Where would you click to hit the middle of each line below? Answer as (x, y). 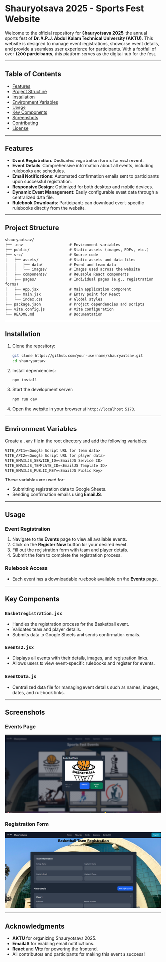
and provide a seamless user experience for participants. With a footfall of (81, 49)
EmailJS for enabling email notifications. (53, 943)
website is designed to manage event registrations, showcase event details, (82, 43)
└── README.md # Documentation (54, 314)
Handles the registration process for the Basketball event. (71, 624)
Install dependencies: (34, 370)
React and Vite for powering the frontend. (55, 949)
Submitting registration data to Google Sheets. (59, 489)
